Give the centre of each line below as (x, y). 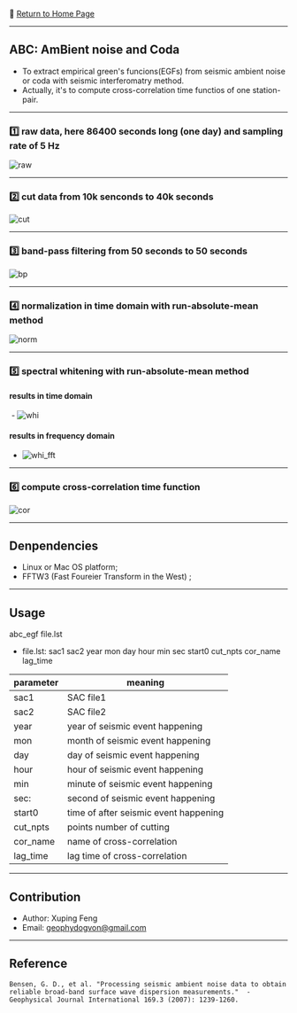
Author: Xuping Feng (60, 918)
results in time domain (51, 395)
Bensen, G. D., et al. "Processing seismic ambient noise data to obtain (148, 984)
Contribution (45, 896)
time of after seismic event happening (146, 813)
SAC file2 (87, 712)
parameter (36, 682)
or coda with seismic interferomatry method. (103, 81)
